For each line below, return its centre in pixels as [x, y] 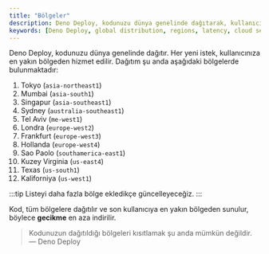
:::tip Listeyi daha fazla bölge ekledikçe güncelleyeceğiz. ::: [106, 194]
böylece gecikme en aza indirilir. [63, 218]
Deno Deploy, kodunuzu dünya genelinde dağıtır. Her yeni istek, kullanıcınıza [134, 53]
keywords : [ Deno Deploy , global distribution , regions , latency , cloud [131, 30]
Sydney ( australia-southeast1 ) [72, 111]
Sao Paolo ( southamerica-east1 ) [73, 153]
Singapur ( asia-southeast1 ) [66, 102]
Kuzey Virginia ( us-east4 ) [62, 162]
